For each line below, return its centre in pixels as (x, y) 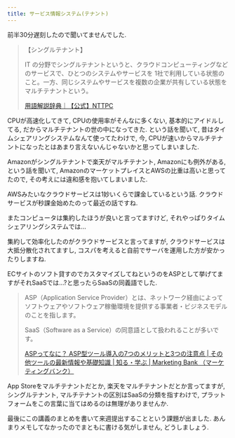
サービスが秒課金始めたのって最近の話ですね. (73, 203)
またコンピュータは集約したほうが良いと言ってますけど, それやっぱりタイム (116, 217)
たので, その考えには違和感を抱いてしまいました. (78, 179)
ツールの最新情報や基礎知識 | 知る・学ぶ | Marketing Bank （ (118, 362)
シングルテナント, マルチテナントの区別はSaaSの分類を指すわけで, (103, 395)
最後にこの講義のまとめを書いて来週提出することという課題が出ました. (109, 418)
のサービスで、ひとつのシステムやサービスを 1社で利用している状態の (125, 73)
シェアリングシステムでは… (47, 226)
